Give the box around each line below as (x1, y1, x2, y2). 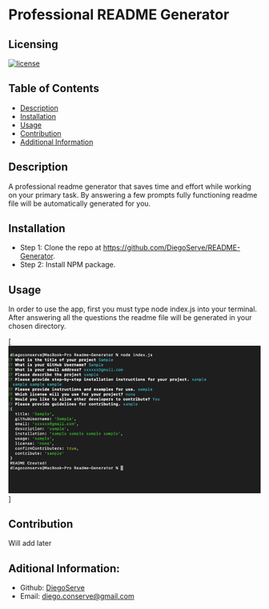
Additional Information (19, 137, 94, 146)
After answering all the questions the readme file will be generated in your (8, 313, 252, 323)
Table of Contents (8, 82, 100, 95)
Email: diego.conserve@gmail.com (19, 591, 134, 601)
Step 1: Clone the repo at (19, 242, 102, 253)
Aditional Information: (8, 562, 120, 575)
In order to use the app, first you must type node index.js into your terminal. (8, 304, 258, 314)
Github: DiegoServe (19, 583, 86, 593)
